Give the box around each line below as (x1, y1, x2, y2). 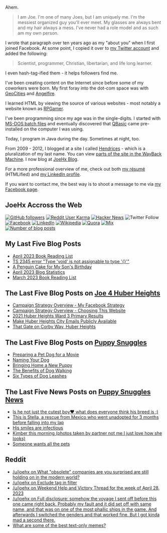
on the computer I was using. (24, 126, 84, 132)
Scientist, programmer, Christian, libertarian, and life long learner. (17, 60, 153, 66)
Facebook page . (5, 186, 39, 192)
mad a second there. (12, 517, 56, 523)
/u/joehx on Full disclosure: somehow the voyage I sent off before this (12, 495, 157, 501)
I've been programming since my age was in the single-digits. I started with (5, 115, 161, 121)
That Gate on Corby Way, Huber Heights (12, 324, 96, 330)
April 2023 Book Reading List (12, 253, 73, 259)
